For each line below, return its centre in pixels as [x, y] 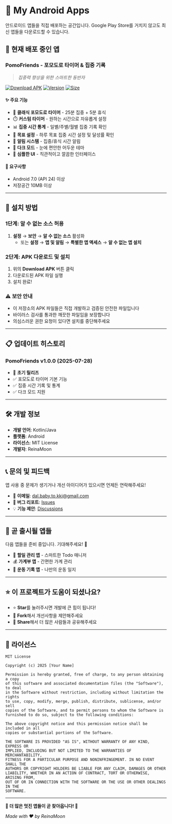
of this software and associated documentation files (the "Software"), [84, 684]
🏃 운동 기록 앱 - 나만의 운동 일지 [44, 569]
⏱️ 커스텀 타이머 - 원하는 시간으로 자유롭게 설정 [60, 119]
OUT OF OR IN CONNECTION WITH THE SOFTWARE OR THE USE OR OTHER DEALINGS [86, 782]
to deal [14, 688]
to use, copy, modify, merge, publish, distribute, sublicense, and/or [83, 702]
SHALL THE [16, 764]
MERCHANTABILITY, [24, 755]
